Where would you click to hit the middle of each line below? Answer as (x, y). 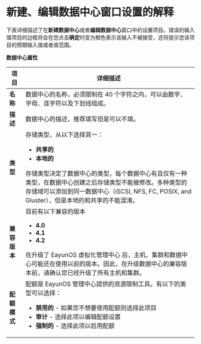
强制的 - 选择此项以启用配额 (75, 325)
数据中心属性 (22, 57)
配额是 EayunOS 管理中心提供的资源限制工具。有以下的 (103, 284)
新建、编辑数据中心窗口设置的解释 (90, 12)
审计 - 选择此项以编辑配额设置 (78, 317)
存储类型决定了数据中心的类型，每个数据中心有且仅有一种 (106, 173)
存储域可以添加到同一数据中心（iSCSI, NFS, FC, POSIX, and (109, 191)
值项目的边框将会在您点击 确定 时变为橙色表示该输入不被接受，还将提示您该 (98, 37)
